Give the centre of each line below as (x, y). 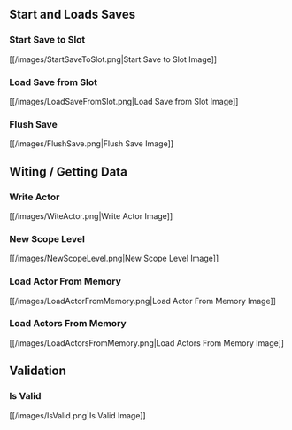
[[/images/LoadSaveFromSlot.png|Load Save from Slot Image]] (124, 101)
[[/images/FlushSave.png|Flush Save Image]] (92, 144)
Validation (38, 371)
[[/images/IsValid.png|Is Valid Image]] (77, 415)
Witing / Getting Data (69, 172)
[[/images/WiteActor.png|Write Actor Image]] (91, 215)
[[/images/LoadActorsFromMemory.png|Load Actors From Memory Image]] (147, 343)
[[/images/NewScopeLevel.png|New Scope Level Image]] (114, 258)
